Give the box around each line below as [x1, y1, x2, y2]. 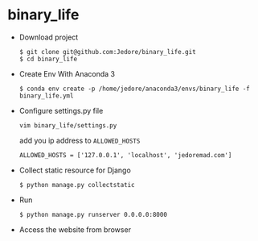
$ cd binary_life [18, 55, 78, 63]
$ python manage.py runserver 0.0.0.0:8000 [18, 210, 168, 218]
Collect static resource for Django [18, 165, 132, 175]
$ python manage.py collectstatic [18, 181, 135, 189]
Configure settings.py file [18, 106, 104, 115]
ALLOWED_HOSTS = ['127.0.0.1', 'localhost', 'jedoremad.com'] [18, 151, 232, 159]
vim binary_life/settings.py [18, 121, 117, 130]
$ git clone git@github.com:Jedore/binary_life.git [18, 48, 196, 56]
